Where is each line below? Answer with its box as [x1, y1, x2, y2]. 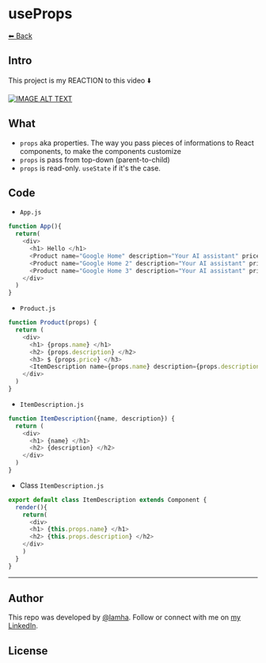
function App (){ [8, 223, 62, 231]
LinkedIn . [8, 621, 38, 630]
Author [8, 592, 44, 605]
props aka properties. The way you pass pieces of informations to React [19, 138, 255, 148]
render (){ [15, 503, 47, 512]
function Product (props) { [8, 319, 97, 327]
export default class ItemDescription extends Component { [8, 496, 207, 504]
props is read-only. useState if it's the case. [19, 163, 161, 173]
